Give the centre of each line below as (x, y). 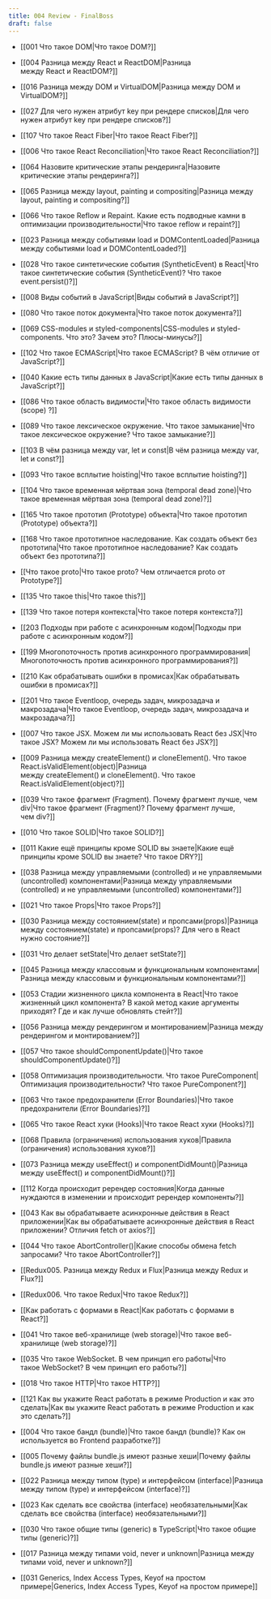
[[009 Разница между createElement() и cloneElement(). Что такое (133, 757)
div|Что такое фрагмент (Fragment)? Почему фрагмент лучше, (128, 808)
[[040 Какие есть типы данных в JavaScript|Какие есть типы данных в (142, 377)
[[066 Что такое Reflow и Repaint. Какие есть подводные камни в (133, 215)
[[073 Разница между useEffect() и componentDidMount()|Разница (134, 1164)
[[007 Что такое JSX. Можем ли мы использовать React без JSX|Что (138, 733)
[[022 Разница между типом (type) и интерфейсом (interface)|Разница (142, 1480)
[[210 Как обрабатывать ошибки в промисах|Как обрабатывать (130, 676)
